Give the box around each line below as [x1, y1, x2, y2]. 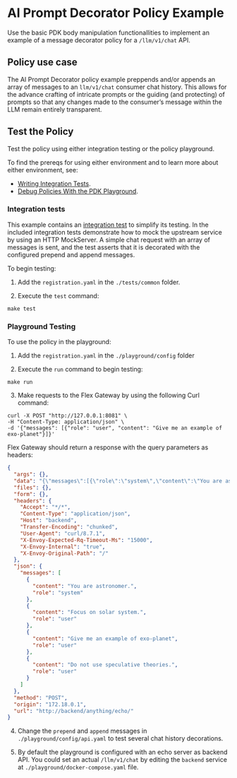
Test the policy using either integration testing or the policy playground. [7, 144, 215, 153]
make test [7, 305, 37, 312]
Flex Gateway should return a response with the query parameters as [7, 443, 209, 452]
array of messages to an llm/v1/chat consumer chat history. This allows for [7, 83, 227, 91]
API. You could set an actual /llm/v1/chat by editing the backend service [17, 755, 228, 764]
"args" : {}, [13, 471, 49, 478]
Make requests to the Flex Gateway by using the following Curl [17, 391, 200, 400]
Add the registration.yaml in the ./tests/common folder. [17, 278, 181, 286]
